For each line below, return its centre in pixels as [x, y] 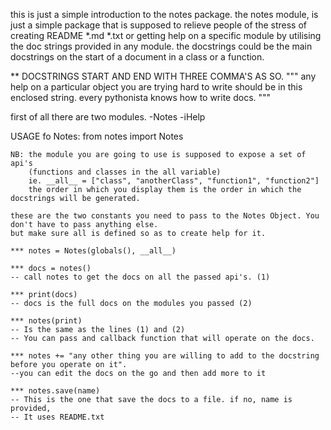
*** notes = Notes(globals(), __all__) [93, 251]
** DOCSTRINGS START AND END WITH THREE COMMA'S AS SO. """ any [163, 76]
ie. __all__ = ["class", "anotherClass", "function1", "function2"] [174, 181]
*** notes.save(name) [55, 391]
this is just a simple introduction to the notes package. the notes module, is [164, 14]
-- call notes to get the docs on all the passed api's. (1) [140, 277]
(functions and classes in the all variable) [125, 172]
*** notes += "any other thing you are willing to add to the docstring [165, 356]
